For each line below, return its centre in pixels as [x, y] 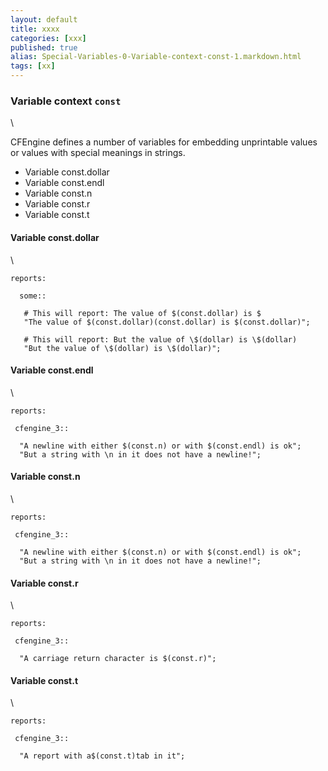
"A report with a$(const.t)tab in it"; [102, 756]
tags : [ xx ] [33, 66]
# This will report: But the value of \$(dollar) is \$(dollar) [160, 339]
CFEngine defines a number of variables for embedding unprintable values [164, 142]
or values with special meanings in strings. [98, 153]
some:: [33, 296]
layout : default [44, 19]
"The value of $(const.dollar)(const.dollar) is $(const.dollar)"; [167, 322]
